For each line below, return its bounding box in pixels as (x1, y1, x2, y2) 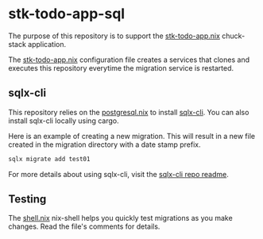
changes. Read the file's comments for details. (8, 222, 161, 231)
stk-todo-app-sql (8, 5, 126, 23)
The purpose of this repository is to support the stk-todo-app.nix (8, 31, 221, 40)
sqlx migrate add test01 (8, 155, 91, 163)
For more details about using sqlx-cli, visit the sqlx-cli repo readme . (8, 169, 229, 179)
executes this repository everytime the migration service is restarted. (8, 63, 234, 72)
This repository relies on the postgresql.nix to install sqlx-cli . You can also (8, 107, 249, 117)
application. (27, 39, 66, 48)
